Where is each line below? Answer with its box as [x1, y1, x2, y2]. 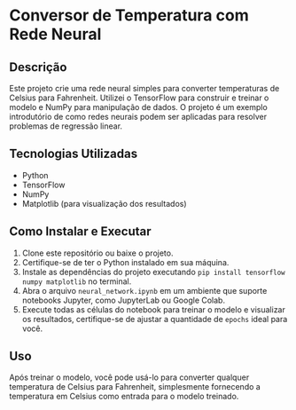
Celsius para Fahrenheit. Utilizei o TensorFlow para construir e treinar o [9, 92, 269, 103]
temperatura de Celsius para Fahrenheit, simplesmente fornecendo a [9, 382, 261, 392]
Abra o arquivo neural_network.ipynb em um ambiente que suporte [21, 285, 268, 296]
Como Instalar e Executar [9, 224, 152, 240]
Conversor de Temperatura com [9, 5, 250, 26]
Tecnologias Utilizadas [9, 146, 138, 162]
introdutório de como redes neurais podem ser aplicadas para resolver [9, 112, 268, 122]
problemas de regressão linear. [9, 121, 122, 131]
